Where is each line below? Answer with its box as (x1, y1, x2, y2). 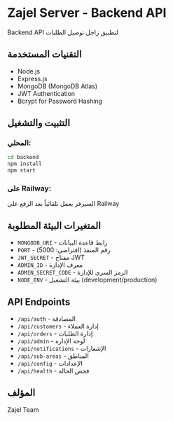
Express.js (17, 74, 48, 83)
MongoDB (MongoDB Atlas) (17, 82, 98, 90)
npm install (7, 160, 42, 167)
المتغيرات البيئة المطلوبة (7, 219, 102, 232)
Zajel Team (7, 405, 39, 414)
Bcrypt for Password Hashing (17, 97, 103, 105)
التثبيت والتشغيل (7, 117, 70, 129)
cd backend (7, 154, 39, 161)
